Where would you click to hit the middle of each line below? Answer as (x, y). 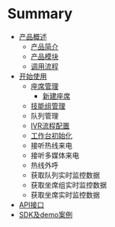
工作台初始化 (51, 135)
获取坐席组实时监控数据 (69, 185)
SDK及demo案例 (45, 214)
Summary (40, 14)
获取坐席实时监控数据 (65, 195)
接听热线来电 (51, 145)
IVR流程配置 (50, 125)
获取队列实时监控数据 (65, 175)
